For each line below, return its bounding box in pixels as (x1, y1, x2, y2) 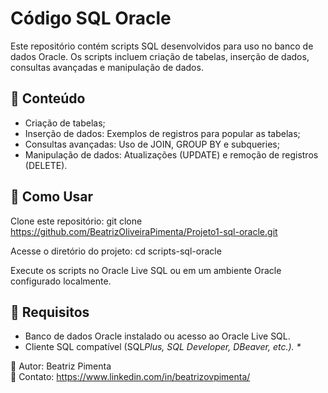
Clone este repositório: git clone (10, 215, 143, 227)
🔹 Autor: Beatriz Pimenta (10, 360, 112, 372)
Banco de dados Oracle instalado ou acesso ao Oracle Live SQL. (24, 330, 291, 342)
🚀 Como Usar (10, 188, 94, 206)
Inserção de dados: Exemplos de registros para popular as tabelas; (24, 127, 301, 139)
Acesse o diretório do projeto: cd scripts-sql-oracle (10, 245, 222, 257)
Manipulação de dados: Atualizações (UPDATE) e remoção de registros (24, 148, 319, 161)
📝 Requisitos (10, 303, 90, 321)
